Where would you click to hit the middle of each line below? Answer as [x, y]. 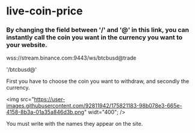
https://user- [50, 99]
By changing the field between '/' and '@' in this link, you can [98, 30]
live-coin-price [45, 11]
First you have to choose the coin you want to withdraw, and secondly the [98, 81]
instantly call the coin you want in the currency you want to [94, 37]
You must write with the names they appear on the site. [75, 124]
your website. [27, 45]
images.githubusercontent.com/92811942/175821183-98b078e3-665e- [94, 106]
